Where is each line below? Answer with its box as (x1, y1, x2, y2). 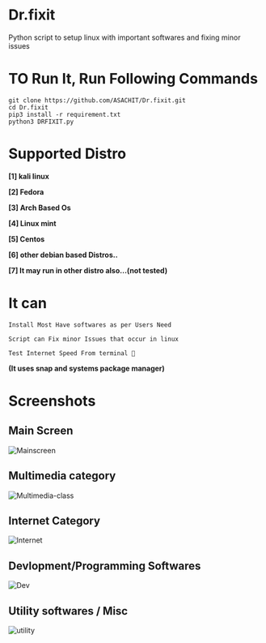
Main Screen (8, 424, 74, 438)
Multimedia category (8, 469, 116, 483)
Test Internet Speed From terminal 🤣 (8, 349, 136, 358)
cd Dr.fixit (8, 103, 49, 111)
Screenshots (8, 392, 96, 410)
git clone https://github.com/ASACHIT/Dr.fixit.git (8, 96, 186, 105)
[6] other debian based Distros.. (8, 250, 119, 259)
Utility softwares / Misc (8, 604, 128, 618)
